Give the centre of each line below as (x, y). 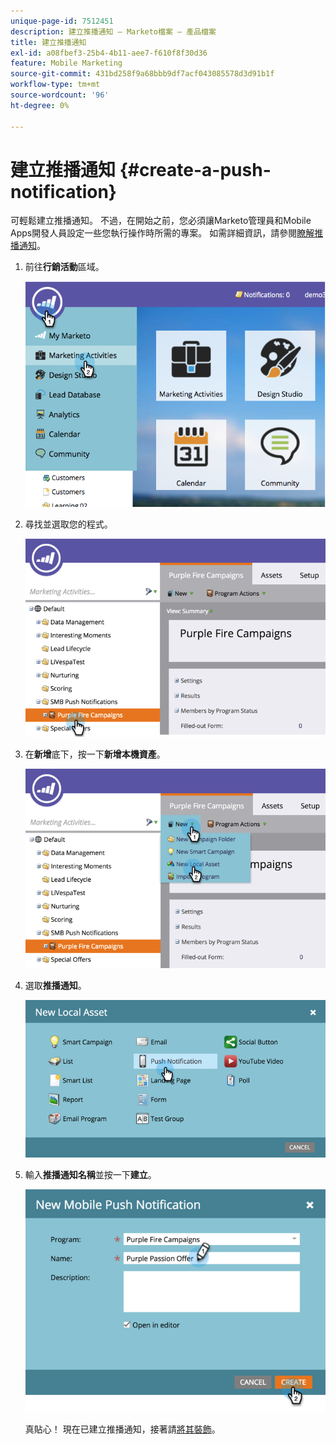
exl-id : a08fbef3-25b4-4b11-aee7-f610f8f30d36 (109, 53)
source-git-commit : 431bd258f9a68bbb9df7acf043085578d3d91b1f (142, 74)
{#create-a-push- (195, 169)
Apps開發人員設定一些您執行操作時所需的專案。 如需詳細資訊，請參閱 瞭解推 (167, 233)
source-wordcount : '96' (60, 95)
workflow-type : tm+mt (55, 85)
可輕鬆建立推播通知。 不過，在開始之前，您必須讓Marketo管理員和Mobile (161, 221)
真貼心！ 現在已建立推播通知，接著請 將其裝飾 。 (122, 1429)
